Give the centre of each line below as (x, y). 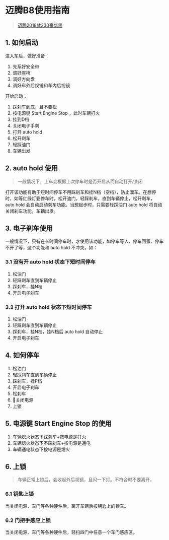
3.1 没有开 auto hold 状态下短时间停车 (51, 262)
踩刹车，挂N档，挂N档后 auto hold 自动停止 (58, 331)
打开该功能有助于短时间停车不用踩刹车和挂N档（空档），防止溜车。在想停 (81, 192)
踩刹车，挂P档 (27, 381)
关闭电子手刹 (26, 125)
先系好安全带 (26, 66)
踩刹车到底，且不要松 (34, 107)
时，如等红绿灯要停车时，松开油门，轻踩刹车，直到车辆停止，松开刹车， (80, 198)
